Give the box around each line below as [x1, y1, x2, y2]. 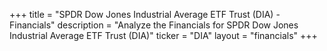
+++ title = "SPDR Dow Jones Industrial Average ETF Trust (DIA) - [9, 9, 281, 20]
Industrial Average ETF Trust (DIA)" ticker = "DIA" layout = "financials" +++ [9, 30, 318, 41]
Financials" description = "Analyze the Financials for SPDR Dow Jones [9, 19, 299, 31]
